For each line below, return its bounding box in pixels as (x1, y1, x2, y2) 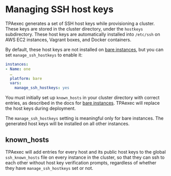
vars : (10, 80, 22, 86)
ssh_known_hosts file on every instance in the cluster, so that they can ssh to (5, 154, 165, 160)
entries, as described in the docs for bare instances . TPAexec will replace (5, 100, 160, 106)
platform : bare (10, 76, 42, 81)
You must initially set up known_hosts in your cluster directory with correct (5, 95, 160, 101)
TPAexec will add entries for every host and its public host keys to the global (5, 149, 166, 155)
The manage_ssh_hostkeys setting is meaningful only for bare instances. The (5, 115, 164, 122)
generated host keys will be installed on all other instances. (5, 121, 130, 127)
